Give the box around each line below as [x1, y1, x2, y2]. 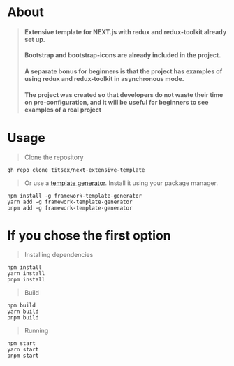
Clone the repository [24, 153, 84, 161]
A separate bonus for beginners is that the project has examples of [24, 67, 223, 75]
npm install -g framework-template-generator [7, 192, 142, 199]
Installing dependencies [24, 251, 94, 259]
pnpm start [7, 352, 39, 360]
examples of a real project [24, 105, 102, 114]
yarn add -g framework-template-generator [7, 198, 133, 205]
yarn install [7, 270, 45, 277]
